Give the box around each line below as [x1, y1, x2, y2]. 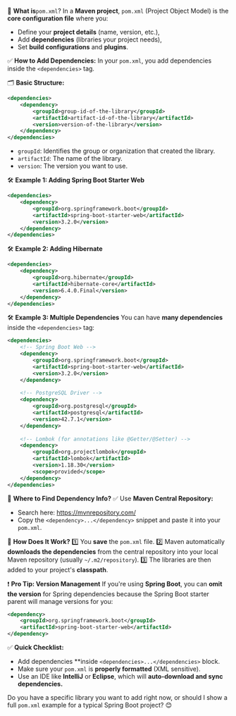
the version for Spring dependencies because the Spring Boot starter [7, 589, 210, 598]
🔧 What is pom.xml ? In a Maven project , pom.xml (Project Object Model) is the [7, 7, 229, 15]
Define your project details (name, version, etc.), [17, 28, 160, 36]
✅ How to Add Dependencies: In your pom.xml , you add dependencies [7, 56, 212, 65]
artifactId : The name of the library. [17, 154, 123, 163]
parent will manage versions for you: [7, 597, 113, 605]
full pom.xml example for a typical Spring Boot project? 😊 [7, 701, 173, 709]
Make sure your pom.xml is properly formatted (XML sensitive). [17, 665, 201, 673]
